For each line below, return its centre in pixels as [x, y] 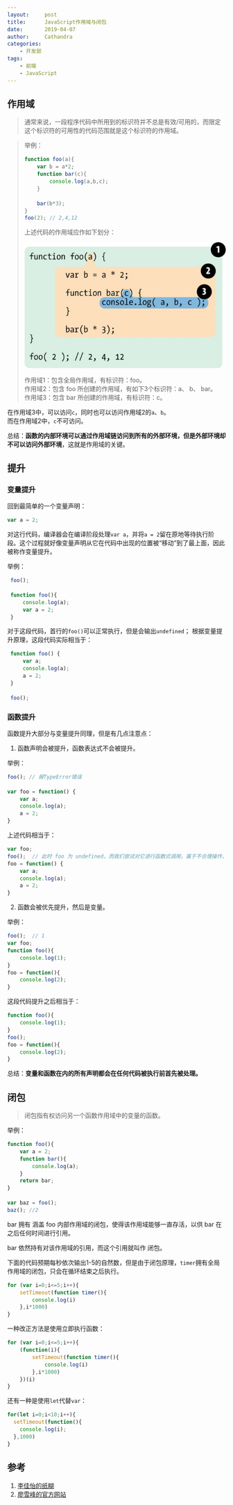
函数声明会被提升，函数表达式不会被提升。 [78, 748]
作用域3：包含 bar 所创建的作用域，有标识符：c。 [95, 397]
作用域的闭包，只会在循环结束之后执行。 [65, 1271]
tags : [15, 59]
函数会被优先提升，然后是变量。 [63, 907]
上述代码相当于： [32, 835]
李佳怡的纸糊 [35, 1486]
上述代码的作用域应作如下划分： [70, 232]
